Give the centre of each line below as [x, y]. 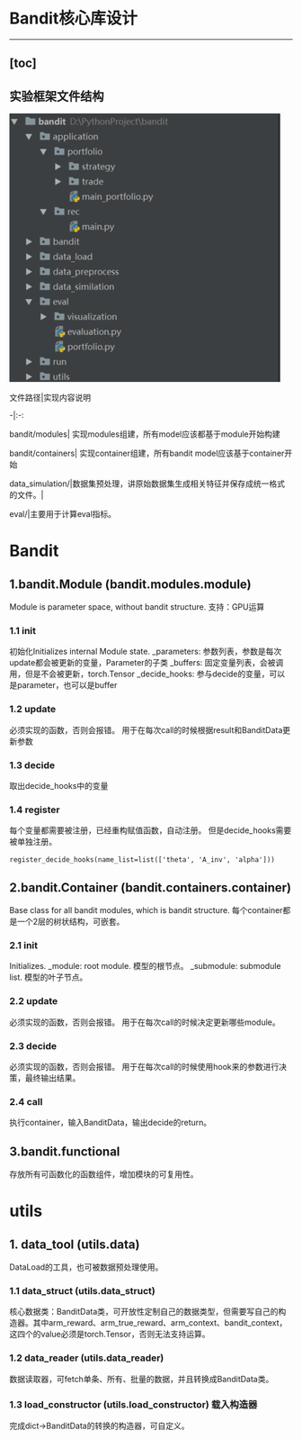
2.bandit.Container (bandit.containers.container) [151, 887]
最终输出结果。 [53, 1078]
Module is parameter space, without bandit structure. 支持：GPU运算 [137, 607]
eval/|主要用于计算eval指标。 [63, 514]
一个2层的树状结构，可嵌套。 [71, 922]
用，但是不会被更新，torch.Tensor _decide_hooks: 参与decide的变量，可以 [147, 674]
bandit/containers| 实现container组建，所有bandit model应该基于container [147, 453]
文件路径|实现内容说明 [50, 398]
